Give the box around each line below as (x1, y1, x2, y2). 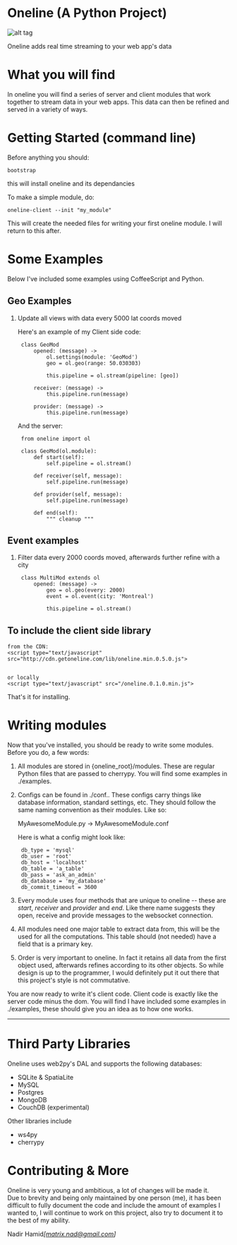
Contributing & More (7, 1163, 129, 1179)
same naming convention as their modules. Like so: (17, 806, 167, 814)
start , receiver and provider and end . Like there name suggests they (17, 904, 216, 912)
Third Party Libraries (7, 1036, 130, 1052)
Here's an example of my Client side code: (17, 327, 141, 336)
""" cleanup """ (46, 516, 94, 523)
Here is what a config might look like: (17, 833, 126, 842)
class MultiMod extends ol (20, 574, 100, 582)
